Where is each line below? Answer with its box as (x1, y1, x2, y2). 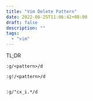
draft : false (6, 19, 38, 25)
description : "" (6, 25, 46, 31)
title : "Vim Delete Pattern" (6, 8, 77, 15)
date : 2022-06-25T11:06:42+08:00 (6, 14, 88, 20)
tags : (6, 31, 19, 36)
